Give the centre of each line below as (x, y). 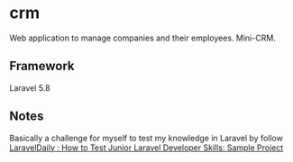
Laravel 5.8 (30, 87)
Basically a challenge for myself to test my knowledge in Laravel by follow (146, 138)
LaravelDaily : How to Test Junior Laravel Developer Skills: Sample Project (146, 148)
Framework (42, 66)
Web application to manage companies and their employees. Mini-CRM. (143, 38)
